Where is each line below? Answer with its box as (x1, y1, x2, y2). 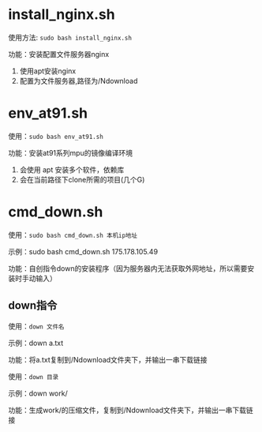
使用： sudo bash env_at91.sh (8, 131, 104, 141)
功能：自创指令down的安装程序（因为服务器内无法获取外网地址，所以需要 (8, 263, 248, 273)
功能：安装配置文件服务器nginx (8, 49, 110, 58)
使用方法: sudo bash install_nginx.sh (8, 32, 133, 42)
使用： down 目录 (8, 371, 59, 381)
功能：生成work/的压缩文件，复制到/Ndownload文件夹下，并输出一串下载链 (8, 405, 254, 415)
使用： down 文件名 (8, 321, 65, 331)
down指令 (8, 299, 58, 313)
